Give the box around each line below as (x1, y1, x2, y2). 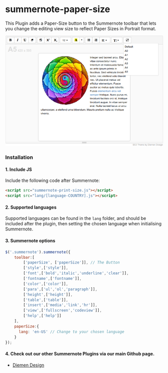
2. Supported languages (5, 204, 57, 210)
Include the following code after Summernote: (5, 177, 100, 183)
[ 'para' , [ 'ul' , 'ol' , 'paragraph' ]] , (23, 286, 98, 292)
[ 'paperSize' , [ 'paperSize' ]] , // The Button (23, 260, 120, 265)
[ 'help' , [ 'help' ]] (23, 314, 62, 319)
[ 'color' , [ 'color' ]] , (23, 281, 69, 286)
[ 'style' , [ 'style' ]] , (23, 266, 69, 271)
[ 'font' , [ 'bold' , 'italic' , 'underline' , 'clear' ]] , (23, 271, 129, 276)
